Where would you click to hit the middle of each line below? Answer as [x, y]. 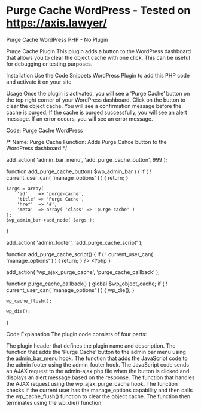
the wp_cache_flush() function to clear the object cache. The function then [98, 396]
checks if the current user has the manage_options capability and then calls [100, 390]
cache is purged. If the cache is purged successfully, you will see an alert [97, 112]
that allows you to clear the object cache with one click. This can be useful [98, 57]
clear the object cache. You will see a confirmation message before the [94, 106]
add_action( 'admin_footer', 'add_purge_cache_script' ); [75, 242]
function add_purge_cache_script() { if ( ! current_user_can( [80, 254]
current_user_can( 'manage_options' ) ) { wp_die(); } [70, 290]
